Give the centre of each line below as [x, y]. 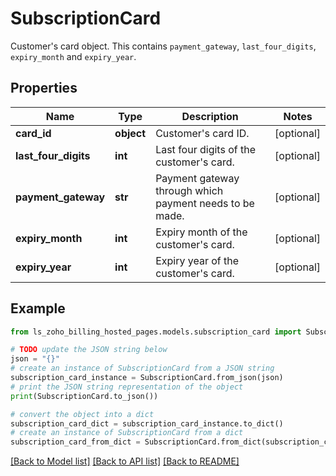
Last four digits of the [205, 149]
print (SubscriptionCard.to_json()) [84, 396]
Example [38, 308]
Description [210, 116]
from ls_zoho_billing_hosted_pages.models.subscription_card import [156, 332]
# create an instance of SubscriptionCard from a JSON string [142, 368]
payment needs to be [205, 203]
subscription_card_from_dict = [75, 442]
